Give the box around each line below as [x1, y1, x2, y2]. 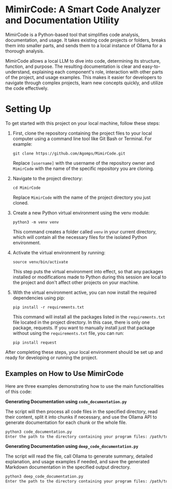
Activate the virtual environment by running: [12, 249, 106, 255]
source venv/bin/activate [12, 259, 68, 265]
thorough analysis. [5, 48, 45, 54]
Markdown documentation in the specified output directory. [5, 464, 131, 471]
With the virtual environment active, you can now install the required [12, 289, 157, 295]
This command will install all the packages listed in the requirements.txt [12, 313, 165, 319]
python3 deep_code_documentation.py [5, 474, 83, 479]
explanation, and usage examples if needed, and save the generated [5, 459, 150, 465]
